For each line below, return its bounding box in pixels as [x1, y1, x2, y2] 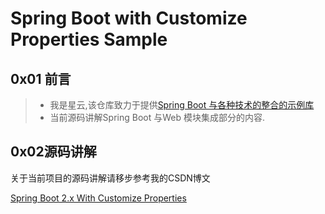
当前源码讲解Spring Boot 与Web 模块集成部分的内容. [49, 112, 265, 123]
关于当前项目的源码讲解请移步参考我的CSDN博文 [10, 172, 211, 184]
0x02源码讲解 [10, 143, 97, 161]
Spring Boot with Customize [10, 7, 248, 30]
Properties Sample [10, 28, 168, 51]
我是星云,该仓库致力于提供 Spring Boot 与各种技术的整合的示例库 [49, 99, 315, 111]
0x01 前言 [10, 70, 72, 87]
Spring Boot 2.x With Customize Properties [10, 192, 187, 204]
